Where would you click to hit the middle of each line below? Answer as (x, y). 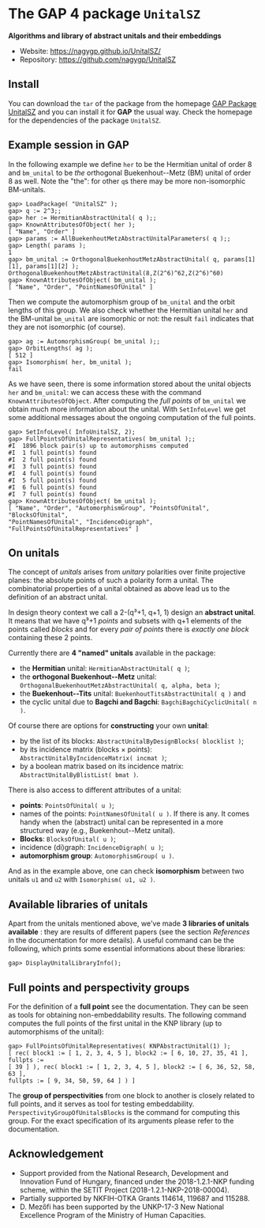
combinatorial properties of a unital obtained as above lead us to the (119, 589)
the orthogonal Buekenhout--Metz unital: (88, 677)
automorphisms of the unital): (56, 1032)
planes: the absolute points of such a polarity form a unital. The (111, 580)
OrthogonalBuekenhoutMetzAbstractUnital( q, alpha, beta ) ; (119, 685)
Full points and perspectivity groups (99, 987)
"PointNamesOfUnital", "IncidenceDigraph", (81, 522)
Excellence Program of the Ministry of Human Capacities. (113, 1215)
